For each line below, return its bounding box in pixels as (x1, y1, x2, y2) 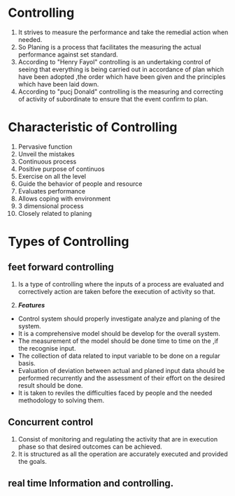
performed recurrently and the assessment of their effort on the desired (17, 374, 226, 382)
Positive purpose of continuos (17, 164, 105, 173)
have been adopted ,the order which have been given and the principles (17, 72, 226, 81)
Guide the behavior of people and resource (17, 180, 143, 188)
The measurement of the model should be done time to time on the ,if (17, 337, 219, 345)
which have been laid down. (17, 80, 99, 88)
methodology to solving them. (17, 396, 105, 404)
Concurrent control (8, 416, 94, 428)
